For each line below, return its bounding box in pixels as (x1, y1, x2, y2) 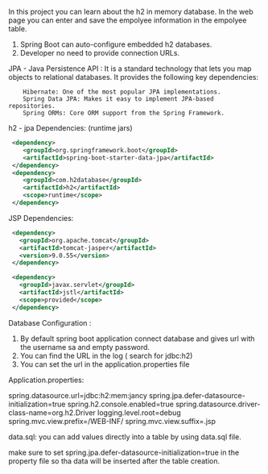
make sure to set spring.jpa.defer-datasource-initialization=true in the (8, 447, 240, 457)
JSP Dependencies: (8, 213, 74, 222)
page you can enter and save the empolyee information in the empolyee (8, 15, 247, 25)
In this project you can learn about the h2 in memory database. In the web (8, 7, 254, 16)
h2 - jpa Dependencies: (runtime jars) (8, 123, 133, 132)
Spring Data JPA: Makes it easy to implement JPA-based (23, 95, 215, 103)
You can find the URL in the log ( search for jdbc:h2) (19, 351, 193, 360)
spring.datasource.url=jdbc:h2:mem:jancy (8, 390, 147, 400)
